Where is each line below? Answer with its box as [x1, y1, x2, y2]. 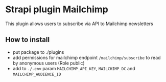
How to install [5, 35, 50, 44]
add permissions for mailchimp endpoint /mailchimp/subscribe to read [12, 54, 161, 60]
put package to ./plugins [12, 49, 64, 55]
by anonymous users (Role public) [12, 60, 85, 66]
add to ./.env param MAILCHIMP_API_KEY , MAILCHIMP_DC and [12, 65, 135, 71]
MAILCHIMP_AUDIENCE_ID [12, 72, 61, 77]
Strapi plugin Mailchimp [5, 4, 108, 15]
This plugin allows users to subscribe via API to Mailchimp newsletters [5, 20, 153, 27]
